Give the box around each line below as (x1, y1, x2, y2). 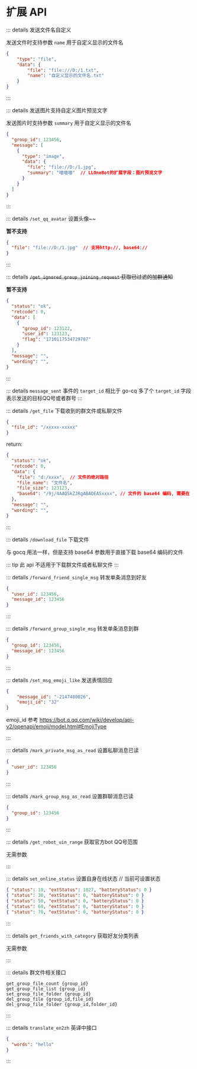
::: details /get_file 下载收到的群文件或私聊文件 (6, 407, 122, 414)
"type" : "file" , (17, 56, 57, 62)
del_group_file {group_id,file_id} (6, 996, 94, 1002)
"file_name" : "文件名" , (17, 480, 73, 486)
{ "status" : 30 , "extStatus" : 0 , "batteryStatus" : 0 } (6, 893, 144, 899)
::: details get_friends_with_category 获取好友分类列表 (6, 932, 139, 939)
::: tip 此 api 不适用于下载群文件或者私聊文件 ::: (6, 561, 120, 568)
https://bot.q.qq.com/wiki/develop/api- (39, 716, 134, 724)
